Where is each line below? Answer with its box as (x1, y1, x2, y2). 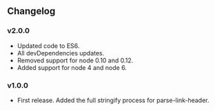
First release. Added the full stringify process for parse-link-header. (17, 96, 209, 104)
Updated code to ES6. (17, 41, 80, 50)
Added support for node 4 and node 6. (17, 63, 127, 71)
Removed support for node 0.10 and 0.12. (17, 56, 134, 64)
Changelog (7, 5, 56, 17)
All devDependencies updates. (17, 49, 105, 57)
